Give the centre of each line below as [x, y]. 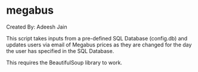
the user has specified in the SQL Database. [60, 51]
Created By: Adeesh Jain [37, 27]
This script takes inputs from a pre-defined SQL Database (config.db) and [97, 38]
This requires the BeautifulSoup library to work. [64, 62]
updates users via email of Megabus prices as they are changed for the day [99, 45]
